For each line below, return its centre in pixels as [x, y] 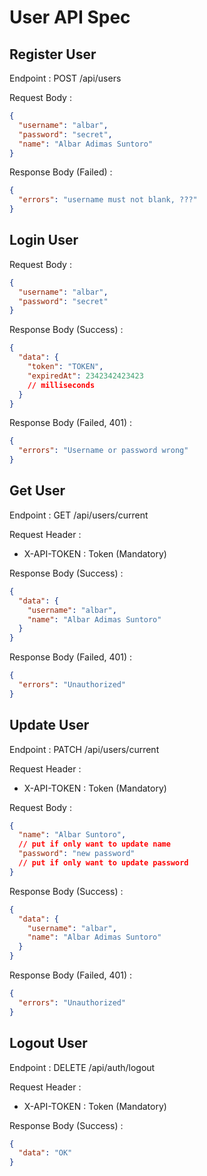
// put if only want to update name [94, 844]
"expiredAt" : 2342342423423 [85, 376]
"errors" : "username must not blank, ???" [108, 200]
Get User [37, 491]
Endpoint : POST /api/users [65, 78]
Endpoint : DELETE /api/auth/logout [82, 1067]
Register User [53, 54]
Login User [44, 240]
